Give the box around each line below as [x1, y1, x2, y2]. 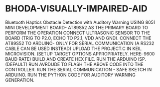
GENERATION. [5, 77, 35, 83]
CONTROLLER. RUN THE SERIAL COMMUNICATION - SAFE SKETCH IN [5, 66, 152, 72]
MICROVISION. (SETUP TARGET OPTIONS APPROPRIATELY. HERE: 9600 [5, 50, 155, 57]
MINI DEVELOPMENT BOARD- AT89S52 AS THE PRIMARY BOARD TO [5, 24, 149, 30]
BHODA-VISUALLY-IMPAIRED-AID [5, 3, 148, 14]
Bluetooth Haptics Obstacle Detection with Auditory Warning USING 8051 [5, 19, 156, 25]
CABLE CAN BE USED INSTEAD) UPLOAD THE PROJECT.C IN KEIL [5, 45, 142, 51]
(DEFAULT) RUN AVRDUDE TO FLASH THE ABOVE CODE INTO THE [5, 61, 144, 67]
